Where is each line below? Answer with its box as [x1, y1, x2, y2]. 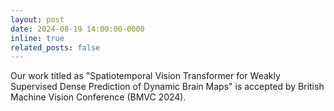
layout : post [10, 14, 65, 25]
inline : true [10, 33, 65, 43]
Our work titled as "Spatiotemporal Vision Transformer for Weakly [10, 70, 281, 82]
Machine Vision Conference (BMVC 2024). [10, 91, 187, 103]
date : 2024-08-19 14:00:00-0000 [10, 24, 145, 34]
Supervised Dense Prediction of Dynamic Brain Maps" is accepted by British [10, 81, 325, 93]
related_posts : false [10, 42, 101, 53]
